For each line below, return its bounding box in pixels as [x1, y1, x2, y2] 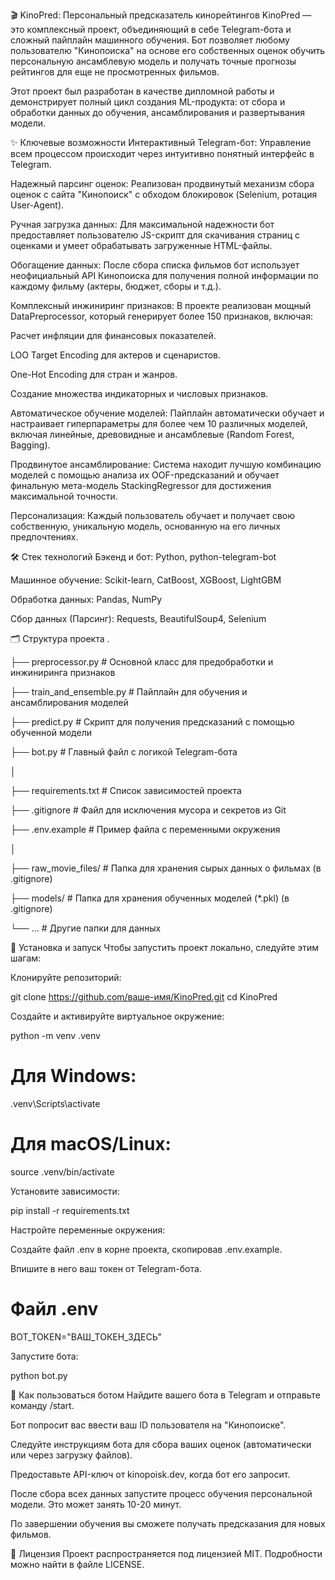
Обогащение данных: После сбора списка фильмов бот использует [10, 259, 300, 271]
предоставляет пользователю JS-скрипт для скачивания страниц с [10, 229, 301, 241]
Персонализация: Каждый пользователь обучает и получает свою [10, 510, 296, 521]
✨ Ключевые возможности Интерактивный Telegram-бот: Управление [10, 137, 312, 148]
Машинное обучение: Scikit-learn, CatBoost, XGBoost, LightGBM [10, 574, 282, 586]
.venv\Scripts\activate [10, 1097, 101, 1109]
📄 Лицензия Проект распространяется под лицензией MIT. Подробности [10, 1547, 323, 1559]
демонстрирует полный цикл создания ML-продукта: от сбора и [10, 96, 286, 108]
